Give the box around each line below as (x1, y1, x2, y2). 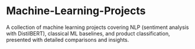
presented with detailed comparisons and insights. (6, 36, 129, 43)
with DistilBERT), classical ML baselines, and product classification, (6, 30, 170, 37)
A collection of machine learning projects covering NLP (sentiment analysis (6, 24, 189, 31)
